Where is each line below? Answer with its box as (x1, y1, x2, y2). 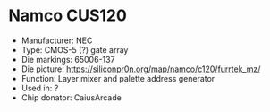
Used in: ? (21, 82, 59, 93)
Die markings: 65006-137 (21, 54, 115, 65)
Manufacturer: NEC (21, 35, 93, 46)
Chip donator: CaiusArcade (21, 91, 122, 103)
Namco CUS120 (8, 5, 127, 26)
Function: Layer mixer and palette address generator (21, 73, 215, 83)
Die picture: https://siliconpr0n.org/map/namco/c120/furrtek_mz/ (21, 64, 261, 74)
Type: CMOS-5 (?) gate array (21, 44, 129, 55)
